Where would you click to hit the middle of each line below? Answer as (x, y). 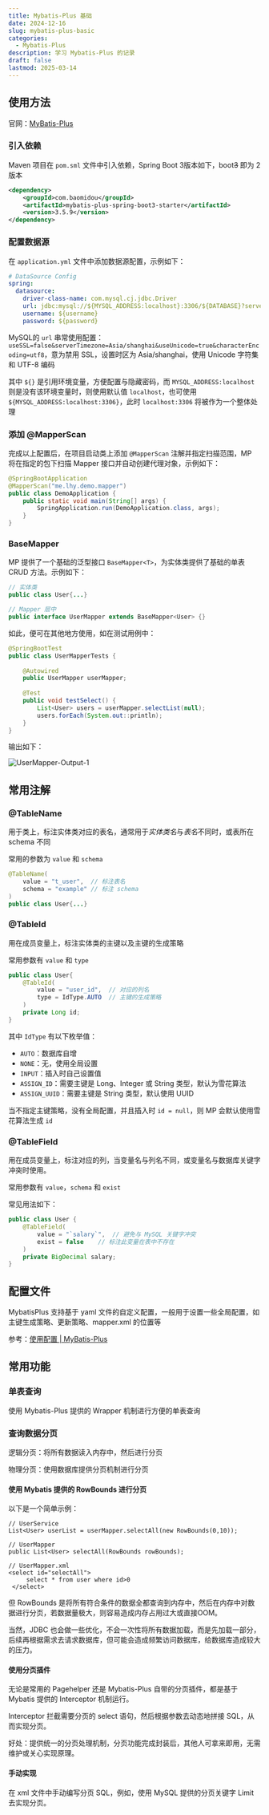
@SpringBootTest (35, 648)
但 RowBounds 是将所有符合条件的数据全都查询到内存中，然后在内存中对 (128, 1603)
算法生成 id (34, 1120)
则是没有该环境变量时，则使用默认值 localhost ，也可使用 (103, 391)
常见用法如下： (33, 1205)
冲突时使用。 (29, 1170)
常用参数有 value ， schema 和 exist (65, 1187)
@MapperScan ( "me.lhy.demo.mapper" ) (68, 486)
